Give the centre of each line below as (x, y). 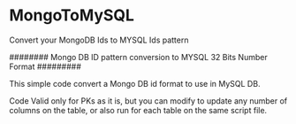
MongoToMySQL (72, 15)
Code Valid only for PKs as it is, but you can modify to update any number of (148, 101)
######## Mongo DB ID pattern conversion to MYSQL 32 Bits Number (138, 57)
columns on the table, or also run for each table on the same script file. (138, 110)
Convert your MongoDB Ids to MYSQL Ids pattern (99, 40)
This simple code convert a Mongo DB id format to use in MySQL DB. (135, 83)
